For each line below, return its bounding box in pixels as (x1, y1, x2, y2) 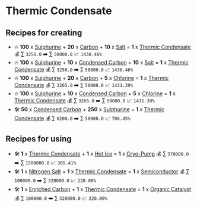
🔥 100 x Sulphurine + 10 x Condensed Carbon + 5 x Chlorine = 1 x (14, 90, 176, 97)
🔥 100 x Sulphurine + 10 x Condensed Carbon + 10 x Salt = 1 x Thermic (14, 59, 189, 66)
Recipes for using (5, 134, 72, 144)
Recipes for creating (5, 28, 82, 38)
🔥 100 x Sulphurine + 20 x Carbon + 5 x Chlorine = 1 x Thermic (14, 75, 169, 81)
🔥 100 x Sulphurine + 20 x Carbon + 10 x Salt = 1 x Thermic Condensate (14, 43, 191, 50)
